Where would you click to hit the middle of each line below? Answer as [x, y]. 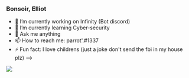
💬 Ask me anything [38, 34]
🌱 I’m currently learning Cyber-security [62, 28]
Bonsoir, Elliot [26, 9]
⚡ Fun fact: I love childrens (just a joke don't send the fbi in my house [99, 49]
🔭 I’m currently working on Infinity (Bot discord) [72, 22]
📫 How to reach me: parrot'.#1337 [57, 40]
